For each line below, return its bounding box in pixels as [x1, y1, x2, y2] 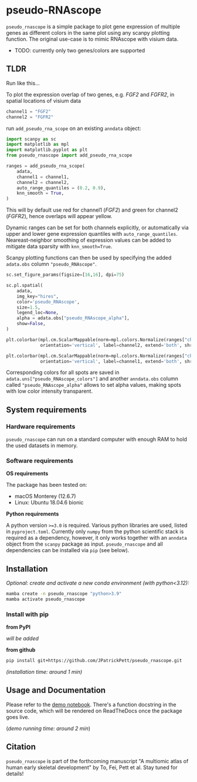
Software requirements [6, 456, 74, 464]
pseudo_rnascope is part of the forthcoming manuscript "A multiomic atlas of [6, 757, 189, 764]
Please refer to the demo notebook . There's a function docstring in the [6, 701, 176, 708]
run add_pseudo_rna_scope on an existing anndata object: [6, 125, 141, 132]
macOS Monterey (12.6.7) [14, 493, 76, 500]
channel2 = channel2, [16, 179, 69, 185]
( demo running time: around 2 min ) [6, 724, 91, 732]
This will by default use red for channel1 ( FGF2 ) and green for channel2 [6, 206, 178, 213]
